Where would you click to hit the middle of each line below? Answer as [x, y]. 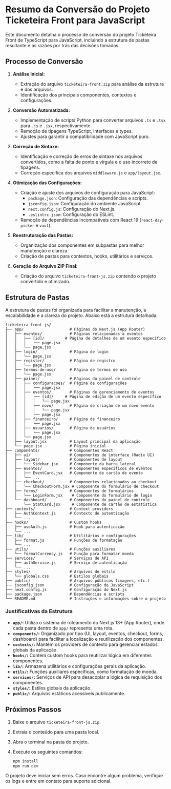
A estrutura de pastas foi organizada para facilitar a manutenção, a [76, 310]
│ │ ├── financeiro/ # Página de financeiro [63, 419]
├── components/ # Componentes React [59, 450]
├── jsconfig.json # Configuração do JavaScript [70, 585]
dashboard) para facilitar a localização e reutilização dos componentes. [88, 639]
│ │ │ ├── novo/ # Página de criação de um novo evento [80, 406]
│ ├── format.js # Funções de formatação [64, 540]
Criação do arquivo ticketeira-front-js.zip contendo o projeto [88, 276]
